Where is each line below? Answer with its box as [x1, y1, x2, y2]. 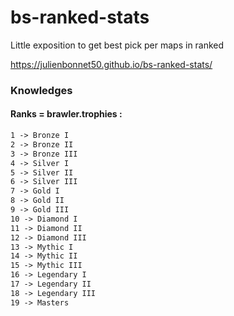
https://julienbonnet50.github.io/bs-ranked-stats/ [10, 58, 213, 70]
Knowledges [10, 83, 73, 97]
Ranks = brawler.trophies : [10, 108, 123, 120]
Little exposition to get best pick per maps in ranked [10, 39, 225, 51]
